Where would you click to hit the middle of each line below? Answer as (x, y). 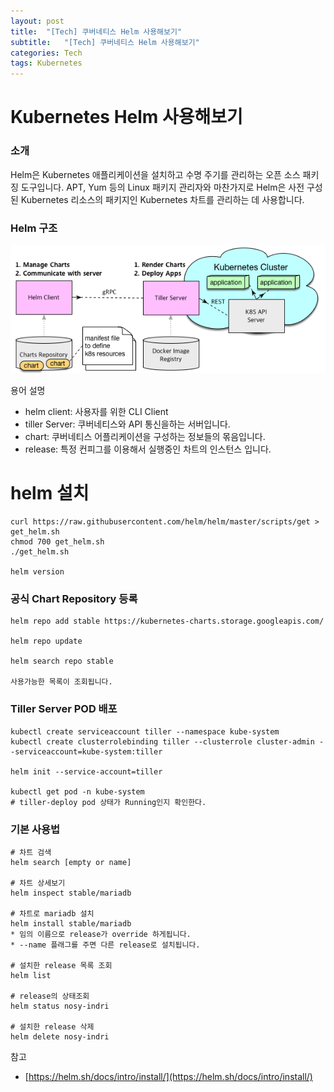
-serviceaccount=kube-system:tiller (86, 751)
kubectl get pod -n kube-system (77, 791)
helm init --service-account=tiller (86, 771)
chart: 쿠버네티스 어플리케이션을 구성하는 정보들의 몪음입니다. (145, 437)
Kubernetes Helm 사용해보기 (126, 117)
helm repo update (46, 641)
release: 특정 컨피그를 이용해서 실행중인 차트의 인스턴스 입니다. (148, 449)
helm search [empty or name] (71, 862)
